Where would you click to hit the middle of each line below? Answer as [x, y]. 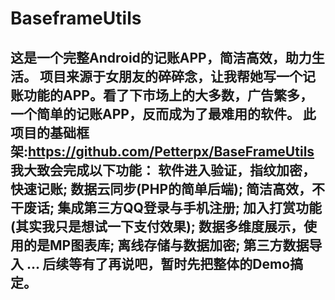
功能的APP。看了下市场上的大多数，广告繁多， [168, 95]
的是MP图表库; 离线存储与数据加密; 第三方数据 [166, 245]
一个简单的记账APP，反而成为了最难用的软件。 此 [163, 113]
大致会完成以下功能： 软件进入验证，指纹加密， [169, 170]
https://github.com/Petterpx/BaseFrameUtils [171, 151]
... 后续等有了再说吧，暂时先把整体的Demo [158, 263]
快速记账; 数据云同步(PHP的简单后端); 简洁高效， [161, 188]
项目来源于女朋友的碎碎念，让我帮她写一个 [171, 76]
